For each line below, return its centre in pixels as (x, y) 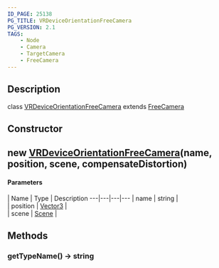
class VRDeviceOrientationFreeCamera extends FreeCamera (96, 106)
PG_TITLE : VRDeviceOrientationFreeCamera (70, 21)
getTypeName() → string (51, 256)
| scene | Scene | (32, 213)
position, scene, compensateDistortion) (97, 164)
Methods (28, 236)
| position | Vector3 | (37, 206)
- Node (30, 41)
